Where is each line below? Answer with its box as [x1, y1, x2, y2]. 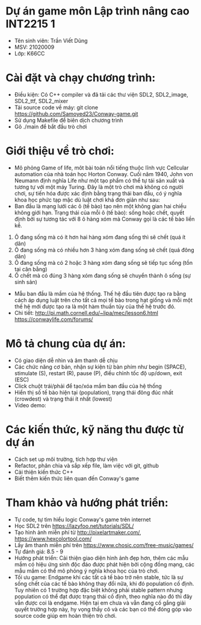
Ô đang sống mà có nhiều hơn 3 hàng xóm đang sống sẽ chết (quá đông [14, 246, 194, 253]
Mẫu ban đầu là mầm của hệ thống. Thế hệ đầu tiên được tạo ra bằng [14, 290, 187, 297]
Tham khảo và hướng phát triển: [5, 496, 169, 509]
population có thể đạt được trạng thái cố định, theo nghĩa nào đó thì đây [14, 592, 193, 600]
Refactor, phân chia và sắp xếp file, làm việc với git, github [14, 462, 159, 469]
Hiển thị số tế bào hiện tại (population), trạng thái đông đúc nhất [14, 389, 174, 396]
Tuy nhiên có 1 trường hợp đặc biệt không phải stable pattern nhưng [14, 586, 183, 594]
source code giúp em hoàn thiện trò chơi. [14, 612, 117, 619]
